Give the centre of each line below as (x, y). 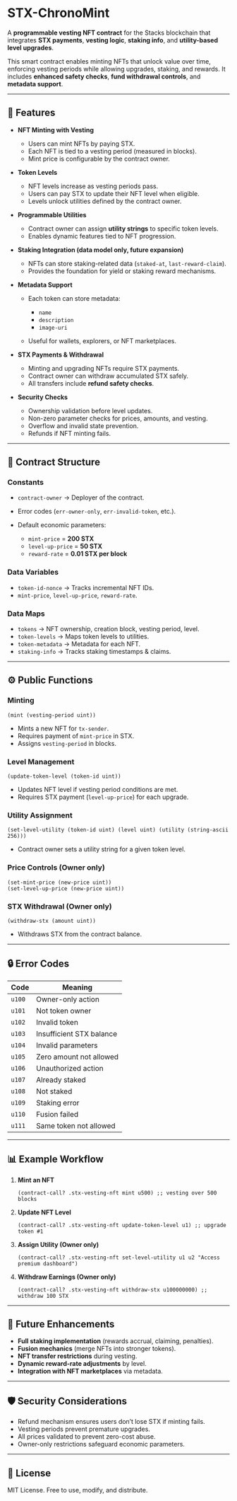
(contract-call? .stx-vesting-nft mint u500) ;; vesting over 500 (117, 1193)
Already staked (61, 1079)
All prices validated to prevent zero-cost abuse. (87, 1437)
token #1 (30, 1231)
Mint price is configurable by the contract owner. (99, 159)
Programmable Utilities (52, 214)
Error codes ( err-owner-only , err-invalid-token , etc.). (97, 512)
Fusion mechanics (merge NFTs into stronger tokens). (97, 1349)
